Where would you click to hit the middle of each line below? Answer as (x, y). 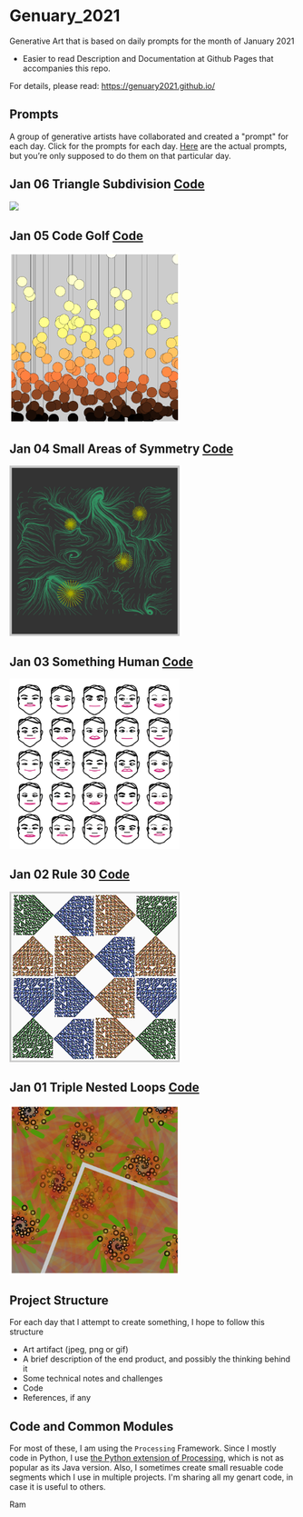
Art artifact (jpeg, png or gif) (75, 1350)
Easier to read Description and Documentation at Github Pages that (148, 58)
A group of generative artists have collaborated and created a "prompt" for (149, 136)
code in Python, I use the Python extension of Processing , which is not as (147, 1458)
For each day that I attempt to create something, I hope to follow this (137, 1322)
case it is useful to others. (58, 1487)
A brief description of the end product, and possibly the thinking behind (156, 1359)
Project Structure (59, 1301)
